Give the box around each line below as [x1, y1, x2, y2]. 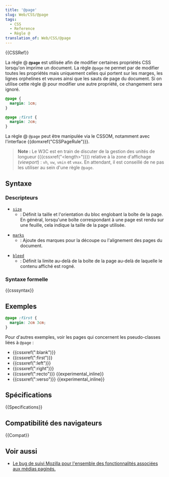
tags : [5, 17, 17, 22]
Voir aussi [5, 447, 37, 456]
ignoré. [5, 86, 20, 92]
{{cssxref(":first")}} [12, 354, 53, 361]
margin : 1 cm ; [10, 101, 37, 106]
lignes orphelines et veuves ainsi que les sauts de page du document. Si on [5, 75, 162, 82]
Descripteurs [5, 194, 38, 202]
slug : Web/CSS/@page [5, 12, 49, 17]
